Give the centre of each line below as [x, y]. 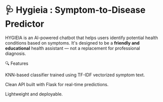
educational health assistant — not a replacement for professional [73, 48]
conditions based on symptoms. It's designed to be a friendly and [72, 43]
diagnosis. [16, 53]
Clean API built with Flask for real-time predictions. [57, 84]
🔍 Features [17, 63]
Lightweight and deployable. [34, 94]
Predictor [25, 24]
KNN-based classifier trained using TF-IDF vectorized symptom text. [75, 75]
